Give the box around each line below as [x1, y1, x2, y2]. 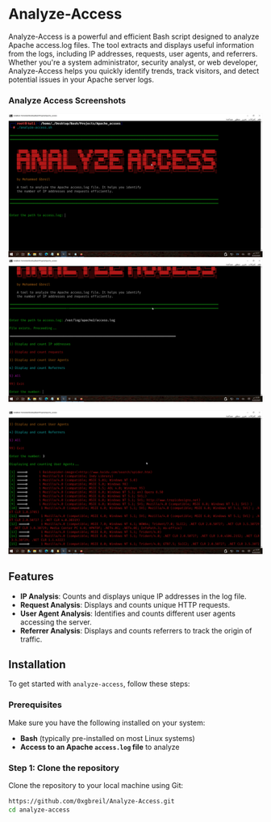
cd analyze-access [8, 806, 70, 814]
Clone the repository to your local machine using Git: [8, 780, 184, 790]
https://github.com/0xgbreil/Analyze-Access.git [8, 797, 175, 805]
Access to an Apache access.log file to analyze [19, 742, 180, 752]
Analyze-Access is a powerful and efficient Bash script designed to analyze [8, 32, 260, 41]
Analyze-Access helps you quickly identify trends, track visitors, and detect [8, 66, 260, 75]
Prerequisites [8, 699, 62, 710]
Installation [8, 657, 66, 672]
